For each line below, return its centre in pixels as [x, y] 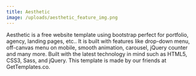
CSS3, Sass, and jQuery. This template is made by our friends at [86, 60]
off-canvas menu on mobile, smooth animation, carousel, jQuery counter [97, 47]
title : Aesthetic [28, 12]
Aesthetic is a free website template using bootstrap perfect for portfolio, [98, 34]
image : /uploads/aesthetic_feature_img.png [62, 17]
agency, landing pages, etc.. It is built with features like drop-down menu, [98, 41]
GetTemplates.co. [28, 66]
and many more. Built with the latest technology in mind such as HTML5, [97, 54]
